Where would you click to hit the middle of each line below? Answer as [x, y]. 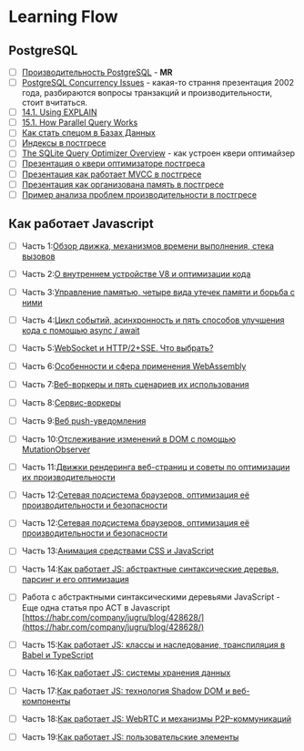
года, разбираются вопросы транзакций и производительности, [147, 93]
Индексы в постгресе [64, 143]
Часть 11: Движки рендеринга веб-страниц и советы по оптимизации [156, 468]
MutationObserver [56, 449]
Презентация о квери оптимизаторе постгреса [113, 164]
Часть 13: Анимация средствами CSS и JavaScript [118, 551]
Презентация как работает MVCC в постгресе [111, 174]
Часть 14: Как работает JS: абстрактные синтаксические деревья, [150, 569]
